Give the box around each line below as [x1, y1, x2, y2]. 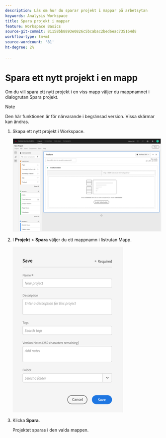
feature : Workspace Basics [5, 24, 61, 29]
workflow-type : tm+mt [5, 34, 50, 39]
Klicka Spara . [12, 418, 40, 424]
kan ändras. [5, 119, 30, 125]
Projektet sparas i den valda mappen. [12, 427, 89, 433]
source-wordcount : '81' [5, 40, 55, 45]
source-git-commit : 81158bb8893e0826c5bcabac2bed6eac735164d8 [5, 29, 137, 34]
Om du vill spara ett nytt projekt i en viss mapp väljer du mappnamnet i [5, 89, 150, 95]
